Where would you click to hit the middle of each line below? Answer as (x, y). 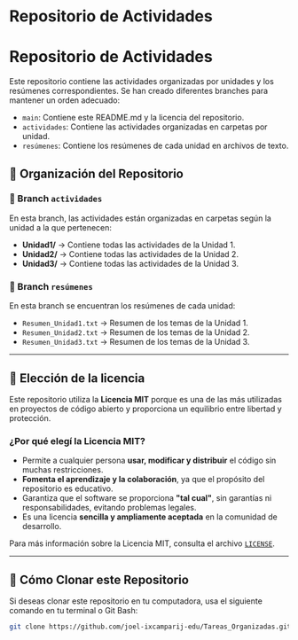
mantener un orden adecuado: (65, 100)
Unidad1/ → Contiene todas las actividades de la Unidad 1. (129, 245)
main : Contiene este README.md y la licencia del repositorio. (133, 118)
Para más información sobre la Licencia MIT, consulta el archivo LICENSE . (142, 543)
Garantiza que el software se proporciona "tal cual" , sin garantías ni (147, 498)
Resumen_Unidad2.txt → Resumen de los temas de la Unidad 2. (136, 332)
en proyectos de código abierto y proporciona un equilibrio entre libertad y (145, 409)
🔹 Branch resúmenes (51, 286)
